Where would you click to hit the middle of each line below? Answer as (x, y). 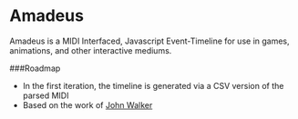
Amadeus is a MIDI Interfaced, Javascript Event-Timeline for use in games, (149, 41)
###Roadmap (35, 68)
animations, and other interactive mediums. (91, 50)
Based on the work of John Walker (87, 104)
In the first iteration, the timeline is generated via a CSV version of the (153, 85)
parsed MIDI (46, 95)
